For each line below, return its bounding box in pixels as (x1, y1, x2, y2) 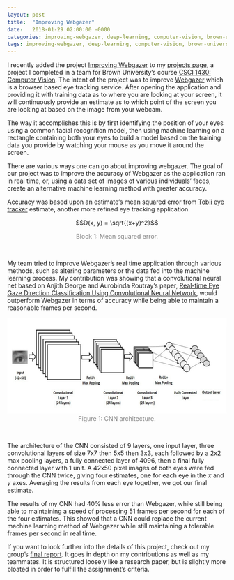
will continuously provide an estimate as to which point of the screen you (7, 98, 217, 106)
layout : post (7, 11, 45, 18)
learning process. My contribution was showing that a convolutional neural (7, 274, 221, 283)
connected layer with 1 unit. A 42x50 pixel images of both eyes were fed (7, 464, 214, 473)
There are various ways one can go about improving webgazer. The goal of (7, 162, 224, 170)
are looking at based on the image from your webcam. (7, 105, 163, 114)
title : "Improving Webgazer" (7, 18, 95, 26)
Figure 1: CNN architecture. (78, 415, 156, 423)
